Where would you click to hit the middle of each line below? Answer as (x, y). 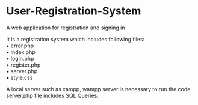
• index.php (21, 52)
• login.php (20, 58)
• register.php (23, 65)
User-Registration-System (74, 11)
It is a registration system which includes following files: (76, 39)
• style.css (20, 77)
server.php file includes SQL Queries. (53, 95)
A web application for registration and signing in (66, 28)
